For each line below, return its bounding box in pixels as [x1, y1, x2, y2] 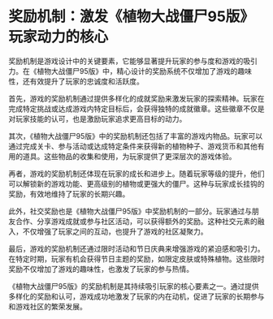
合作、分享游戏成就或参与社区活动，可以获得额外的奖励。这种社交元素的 [15, 216, 258, 226]
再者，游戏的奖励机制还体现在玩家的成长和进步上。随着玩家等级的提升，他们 [8, 168, 265, 179]
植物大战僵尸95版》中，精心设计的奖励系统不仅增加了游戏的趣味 [36, 66, 252, 75]
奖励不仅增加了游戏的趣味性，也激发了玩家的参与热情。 [8, 264, 193, 274]
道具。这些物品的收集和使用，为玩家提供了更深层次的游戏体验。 [22, 151, 236, 161]
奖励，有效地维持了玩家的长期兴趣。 [8, 188, 130, 199]
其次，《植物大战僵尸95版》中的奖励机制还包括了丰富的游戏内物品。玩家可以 [8, 131, 262, 140]
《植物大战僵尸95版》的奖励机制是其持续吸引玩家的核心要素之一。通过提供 [8, 281, 259, 291]
